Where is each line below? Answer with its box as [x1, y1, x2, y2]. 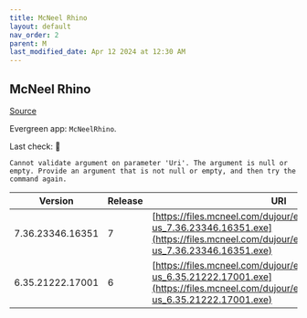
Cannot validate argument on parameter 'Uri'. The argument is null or [9, 158, 288, 167]
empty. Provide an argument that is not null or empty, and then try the [9, 166, 297, 175]
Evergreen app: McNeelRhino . [9, 122, 117, 133]
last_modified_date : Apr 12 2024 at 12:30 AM [9, 48, 185, 57]
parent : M [9, 38, 48, 48]
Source [9, 105, 37, 116]
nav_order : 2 [9, 30, 59, 39]
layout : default [9, 22, 71, 31]
